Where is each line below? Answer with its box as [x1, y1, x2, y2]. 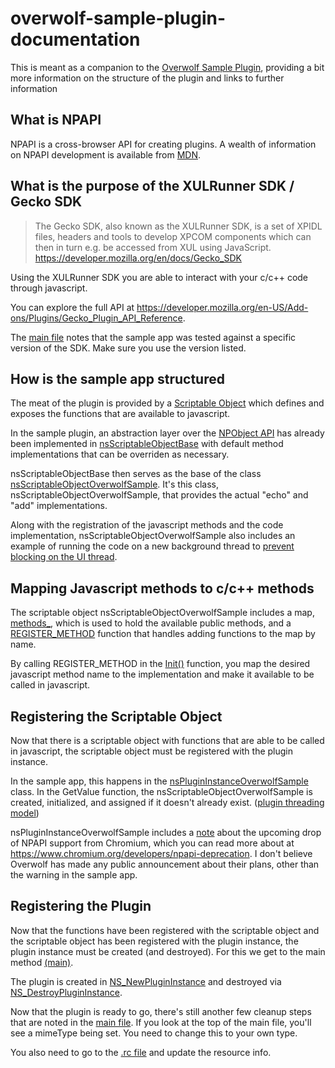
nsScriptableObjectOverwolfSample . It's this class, [10, 478, 219, 491]
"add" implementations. [10, 500, 108, 512]
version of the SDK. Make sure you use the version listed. [10, 342, 247, 354]
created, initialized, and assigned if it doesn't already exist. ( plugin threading [10, 797, 325, 808]
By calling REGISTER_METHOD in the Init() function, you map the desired [10, 658, 311, 670]
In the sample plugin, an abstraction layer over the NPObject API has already [10, 427, 325, 439]
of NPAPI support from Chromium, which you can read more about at [10, 837, 295, 849]
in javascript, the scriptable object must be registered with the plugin [10, 745, 294, 757]
